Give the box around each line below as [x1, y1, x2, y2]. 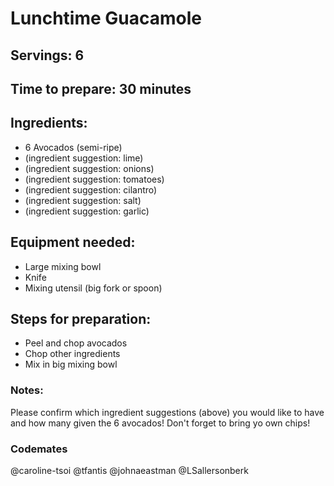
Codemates [10, 442, 68, 456]
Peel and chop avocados [24, 337, 128, 349]
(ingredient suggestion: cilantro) [24, 183, 158, 196]
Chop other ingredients [24, 348, 121, 360]
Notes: [10, 383, 44, 397]
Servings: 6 [10, 47, 85, 64]
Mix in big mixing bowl [24, 358, 118, 371]
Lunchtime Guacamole [10, 7, 203, 30]
